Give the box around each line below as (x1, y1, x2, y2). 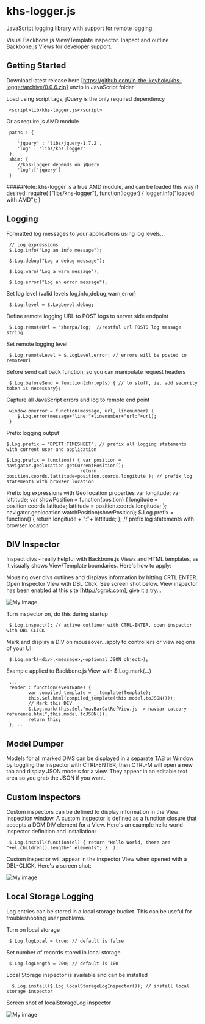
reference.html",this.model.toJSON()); (6, 711, 108, 717)
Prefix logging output (6, 429, 60, 436)
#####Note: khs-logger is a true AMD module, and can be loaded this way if (6, 183, 199, 190)
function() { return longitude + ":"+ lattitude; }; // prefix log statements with (6, 515, 194, 522)
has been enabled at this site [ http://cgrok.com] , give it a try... (6, 587, 162, 594)
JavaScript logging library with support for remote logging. (6, 24, 154, 32)
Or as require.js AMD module (6, 117, 79, 125)
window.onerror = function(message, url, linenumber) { (9, 408, 154, 414)
